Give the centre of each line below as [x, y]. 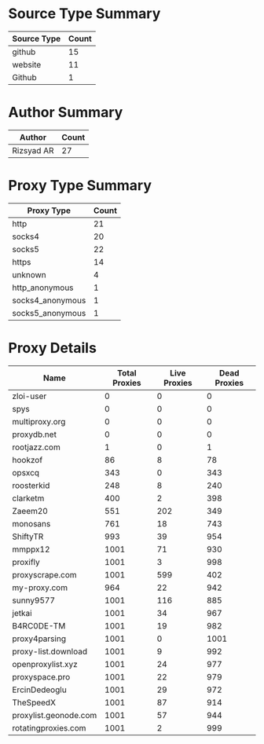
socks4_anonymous [49, 300]
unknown [29, 274]
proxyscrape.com [44, 574]
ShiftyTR [28, 537]
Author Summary [66, 113]
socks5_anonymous [49, 313]
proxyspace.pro [41, 676]
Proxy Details [52, 348]
